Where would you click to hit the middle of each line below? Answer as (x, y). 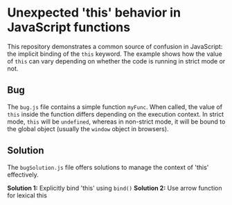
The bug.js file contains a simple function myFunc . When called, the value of (115, 107)
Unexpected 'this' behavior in (94, 13)
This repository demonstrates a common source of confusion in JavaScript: (115, 46)
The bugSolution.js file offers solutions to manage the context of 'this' (108, 167)
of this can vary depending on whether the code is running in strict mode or (116, 61)
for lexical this (27, 195)
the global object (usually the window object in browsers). (88, 128)
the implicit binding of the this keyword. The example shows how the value (115, 54)
